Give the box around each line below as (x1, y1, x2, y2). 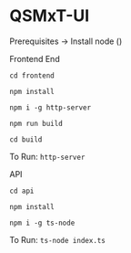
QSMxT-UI (9, 5, 90, 26)
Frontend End (9, 53, 61, 64)
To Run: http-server (9, 151, 86, 162)
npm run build (9, 119, 64, 128)
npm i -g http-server (9, 102, 92, 112)
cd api (9, 186, 35, 195)
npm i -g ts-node (9, 218, 76, 227)
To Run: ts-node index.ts (9, 234, 106, 245)
